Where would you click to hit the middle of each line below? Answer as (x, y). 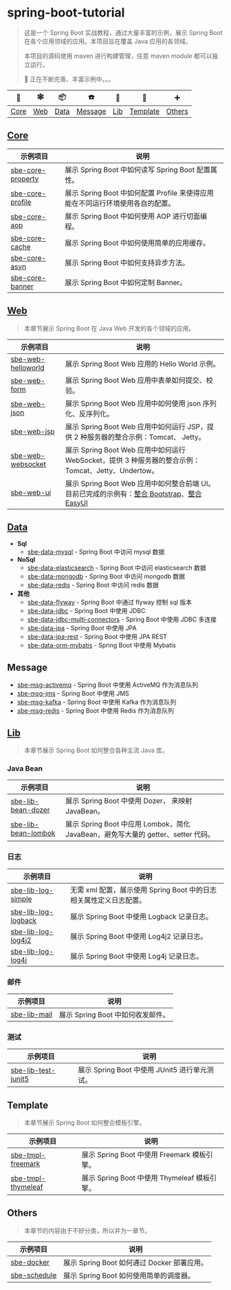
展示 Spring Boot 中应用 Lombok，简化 (128, 824)
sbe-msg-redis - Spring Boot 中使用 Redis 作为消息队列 (95, 711)
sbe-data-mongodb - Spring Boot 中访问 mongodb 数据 (106, 576)
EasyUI (76, 503)
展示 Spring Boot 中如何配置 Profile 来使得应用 (140, 193)
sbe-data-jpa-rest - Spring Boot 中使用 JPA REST (97, 637)
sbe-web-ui (31, 492)
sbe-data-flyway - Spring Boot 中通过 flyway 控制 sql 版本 (110, 602)
